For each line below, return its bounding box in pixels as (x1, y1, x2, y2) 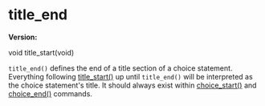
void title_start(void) (8, 47, 75, 57)
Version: (8, 32, 38, 42)
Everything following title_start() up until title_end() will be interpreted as (8, 71, 253, 81)
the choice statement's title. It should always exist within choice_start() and (8, 80, 257, 90)
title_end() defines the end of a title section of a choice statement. (8, 63, 233, 73)
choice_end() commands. (8, 88, 92, 98)
